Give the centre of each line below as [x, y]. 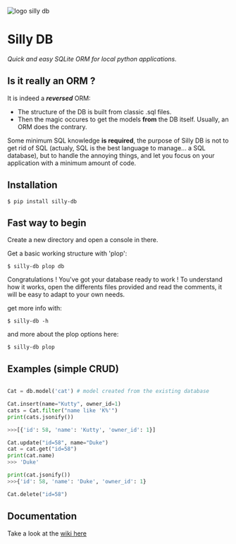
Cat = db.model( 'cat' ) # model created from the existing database [108, 392]
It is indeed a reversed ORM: [49, 98]
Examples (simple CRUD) [63, 369]
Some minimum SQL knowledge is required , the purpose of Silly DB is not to [118, 140]
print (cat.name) [31, 456]
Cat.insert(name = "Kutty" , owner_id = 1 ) [64, 404]
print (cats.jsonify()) [41, 417]
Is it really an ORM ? [51, 81]
